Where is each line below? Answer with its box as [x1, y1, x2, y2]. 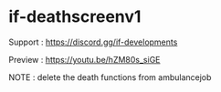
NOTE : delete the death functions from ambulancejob [8, 71, 212, 83]
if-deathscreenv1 [8, 6, 142, 27]
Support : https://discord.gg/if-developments [8, 36, 178, 47]
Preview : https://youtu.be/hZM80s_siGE [8, 54, 161, 65]
